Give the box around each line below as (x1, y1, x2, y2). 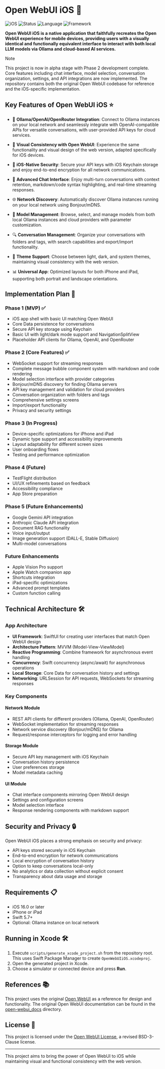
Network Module (5, 705, 40, 711)
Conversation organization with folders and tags (12, 391, 110, 398)
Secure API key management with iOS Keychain (12, 754, 109, 759)
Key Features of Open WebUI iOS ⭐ (5, 101, 114, 109)
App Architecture (5, 622, 48, 629)
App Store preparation (12, 491, 57, 497)
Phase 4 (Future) (5, 464, 46, 471)
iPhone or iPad (12, 909, 42, 915)
